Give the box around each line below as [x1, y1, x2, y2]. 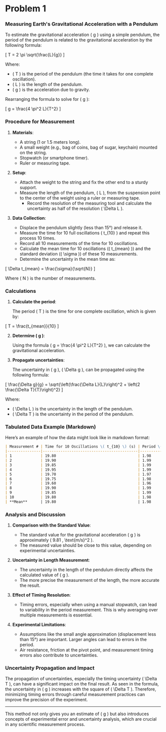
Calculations [5, 287, 36, 294]
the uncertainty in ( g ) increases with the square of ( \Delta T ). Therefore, [5, 686, 157, 692]
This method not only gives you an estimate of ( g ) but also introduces [5, 711, 149, 717]
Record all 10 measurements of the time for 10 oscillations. [19, 240, 138, 246]
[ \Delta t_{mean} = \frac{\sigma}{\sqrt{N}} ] [5, 265, 95, 272]
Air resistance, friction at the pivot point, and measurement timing [19, 647, 154, 653]
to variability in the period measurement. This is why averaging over [19, 607, 158, 613]
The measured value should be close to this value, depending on [19, 542, 152, 548]
